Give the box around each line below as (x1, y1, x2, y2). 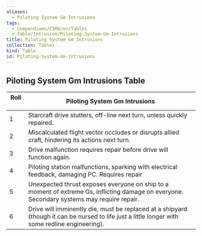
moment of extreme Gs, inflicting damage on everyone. (28, 187, 184, 196)
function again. (28, 153, 71, 162)
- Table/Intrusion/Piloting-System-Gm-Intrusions (11, 31, 138, 37)
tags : (6, 20, 20, 26)
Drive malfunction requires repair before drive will (28, 145, 168, 154)
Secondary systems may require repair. (28, 195, 139, 204)
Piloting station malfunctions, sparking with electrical (28, 163, 178, 171)
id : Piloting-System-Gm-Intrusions (6, 53, 96, 59)
